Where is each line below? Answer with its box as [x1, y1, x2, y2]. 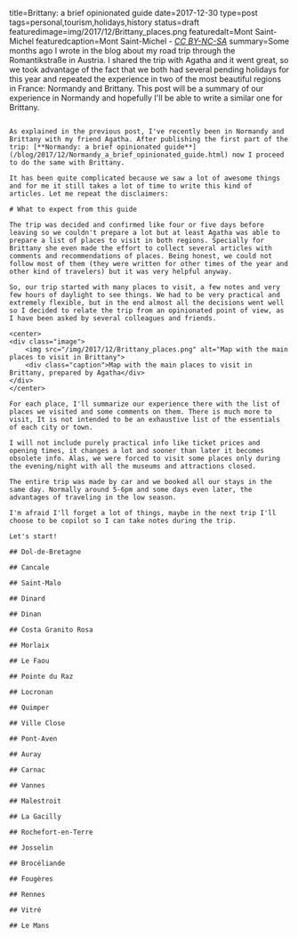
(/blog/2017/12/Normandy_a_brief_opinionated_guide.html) [9, 150, 229, 159]
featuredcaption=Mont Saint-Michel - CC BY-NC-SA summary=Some [35, 36, 290, 46]
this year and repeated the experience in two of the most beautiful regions [9, 74, 282, 84]
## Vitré [9, 906, 42, 915]
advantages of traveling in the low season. [9, 493, 177, 502]
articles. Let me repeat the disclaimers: [9, 190, 169, 198]
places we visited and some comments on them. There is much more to [9, 408, 273, 416]
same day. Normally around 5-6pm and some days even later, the [9, 485, 253, 494]
